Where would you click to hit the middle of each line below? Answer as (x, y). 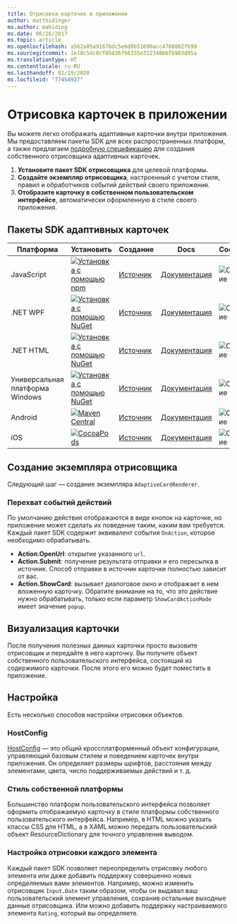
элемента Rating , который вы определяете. (73, 913)
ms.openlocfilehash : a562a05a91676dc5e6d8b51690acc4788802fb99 (102, 47)
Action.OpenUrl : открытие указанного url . (81, 554)
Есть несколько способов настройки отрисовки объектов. (96, 715)
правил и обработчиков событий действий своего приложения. (114, 185)
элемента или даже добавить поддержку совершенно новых (100, 875)
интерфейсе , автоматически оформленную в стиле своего (107, 200)
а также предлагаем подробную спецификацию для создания (101, 149)
